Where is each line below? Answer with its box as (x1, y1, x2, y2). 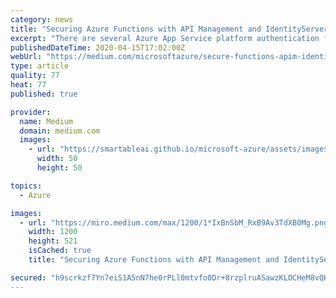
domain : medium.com (19, 126, 101, 136)
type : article (10, 61, 70, 71)
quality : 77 (10, 71, 60, 81)
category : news (10, 14, 74, 25)
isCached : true (28, 246, 92, 256)
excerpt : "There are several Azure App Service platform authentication (10, 33, 320, 43)
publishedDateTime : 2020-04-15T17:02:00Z (10, 42, 186, 53)
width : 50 (36, 154, 78, 164)
